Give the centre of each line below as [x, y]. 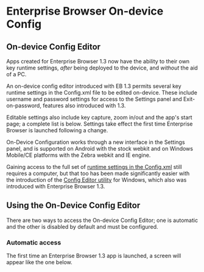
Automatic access [34, 242]
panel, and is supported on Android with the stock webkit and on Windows [100, 149]
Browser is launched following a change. [57, 130]
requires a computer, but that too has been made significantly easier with [98, 173]
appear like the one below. [40, 262]
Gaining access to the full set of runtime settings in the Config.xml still [94, 167]
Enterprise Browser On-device [85, 11]
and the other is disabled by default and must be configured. [82, 226]
